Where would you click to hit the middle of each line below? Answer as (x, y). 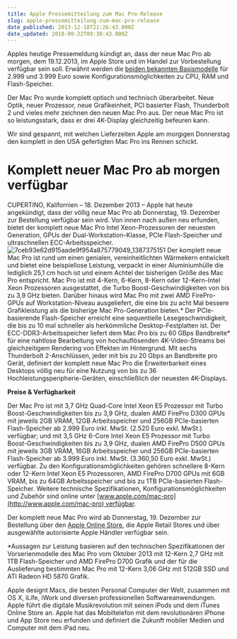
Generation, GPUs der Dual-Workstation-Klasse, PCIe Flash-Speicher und (115, 235)
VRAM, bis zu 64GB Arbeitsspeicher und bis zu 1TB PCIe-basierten (105, 481)
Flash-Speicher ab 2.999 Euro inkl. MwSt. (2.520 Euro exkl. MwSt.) (105, 428)
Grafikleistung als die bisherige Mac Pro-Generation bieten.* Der (102, 311)
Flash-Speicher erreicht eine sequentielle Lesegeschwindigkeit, (134, 318)
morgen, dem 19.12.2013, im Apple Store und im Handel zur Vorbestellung (114, 62)
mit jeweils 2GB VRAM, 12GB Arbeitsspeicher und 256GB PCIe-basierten (113, 421)
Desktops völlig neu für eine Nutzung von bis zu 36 (82, 371)
